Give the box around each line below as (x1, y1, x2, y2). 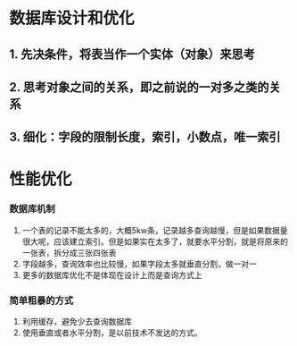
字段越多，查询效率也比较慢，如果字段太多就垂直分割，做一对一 (21, 258, 257, 269)
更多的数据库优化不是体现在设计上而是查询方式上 (21, 269, 202, 280)
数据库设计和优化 (9, 8, 136, 29)
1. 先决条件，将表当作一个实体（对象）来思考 (9, 46, 256, 62)
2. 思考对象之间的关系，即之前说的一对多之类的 (9, 80, 269, 95)
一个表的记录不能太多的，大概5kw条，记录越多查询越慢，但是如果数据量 (21, 224, 288, 235)
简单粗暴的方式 (9, 294, 74, 307)
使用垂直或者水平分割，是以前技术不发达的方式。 (21, 327, 202, 338)
